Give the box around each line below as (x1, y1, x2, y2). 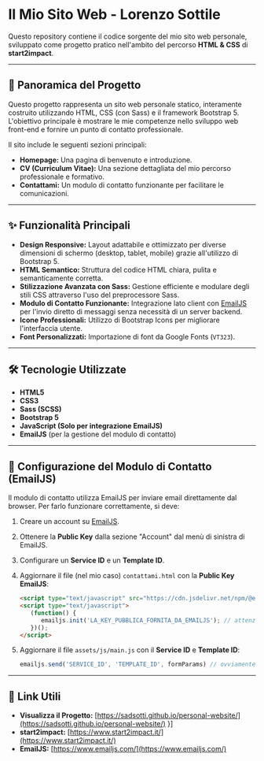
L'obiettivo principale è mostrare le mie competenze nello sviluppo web (8, 116, 239, 125)
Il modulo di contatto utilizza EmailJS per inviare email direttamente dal (8, 493, 237, 503)
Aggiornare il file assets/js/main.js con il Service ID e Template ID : (19, 645, 240, 655)
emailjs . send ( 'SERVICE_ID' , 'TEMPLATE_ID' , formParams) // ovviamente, (19, 660, 259, 669)
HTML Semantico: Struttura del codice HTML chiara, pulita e (19, 265, 218, 274)
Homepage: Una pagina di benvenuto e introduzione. (19, 155, 192, 165)
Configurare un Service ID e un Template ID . (19, 555, 165, 565)
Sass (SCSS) (19, 404, 62, 414)
